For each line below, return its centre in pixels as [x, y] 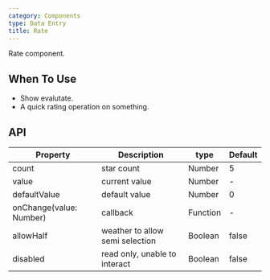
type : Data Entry [37, 23]
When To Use [43, 78]
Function [205, 212]
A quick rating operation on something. [84, 107]
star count [121, 168]
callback [118, 212]
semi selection [129, 241]
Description [141, 155]
